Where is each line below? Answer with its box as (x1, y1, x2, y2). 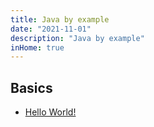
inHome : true (10, 42, 65, 53)
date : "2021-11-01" (10, 24, 92, 34)
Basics (10, 79, 53, 96)
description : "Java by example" (10, 33, 145, 43)
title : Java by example (10, 14, 110, 25)
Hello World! (24, 106, 77, 118)
